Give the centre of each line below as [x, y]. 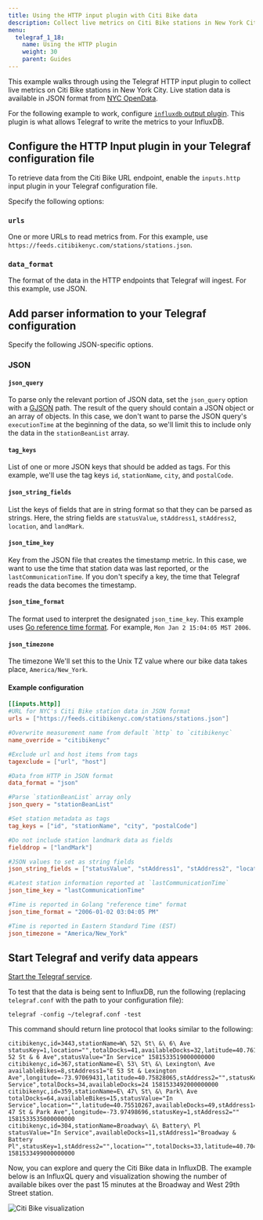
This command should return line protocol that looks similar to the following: [131, 1029]
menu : [17, 30]
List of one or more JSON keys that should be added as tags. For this [119, 467]
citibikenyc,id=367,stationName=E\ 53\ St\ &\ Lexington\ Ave [112, 1065]
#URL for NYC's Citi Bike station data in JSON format [99, 711]
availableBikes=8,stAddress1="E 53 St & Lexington [92, 1071]
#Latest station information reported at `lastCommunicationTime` [119, 883]
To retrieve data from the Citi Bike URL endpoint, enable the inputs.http [124, 177]
